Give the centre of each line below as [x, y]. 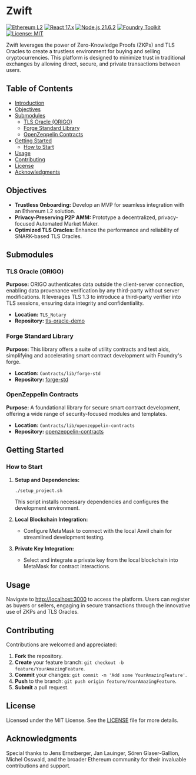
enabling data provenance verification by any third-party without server [93, 291]
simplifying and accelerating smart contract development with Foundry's [94, 355]
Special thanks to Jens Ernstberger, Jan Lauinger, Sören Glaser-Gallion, [93, 753]
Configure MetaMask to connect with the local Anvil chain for [98, 531]
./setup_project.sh [39, 491]
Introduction [29, 103]
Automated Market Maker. [67, 223]
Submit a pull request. [41, 688]
